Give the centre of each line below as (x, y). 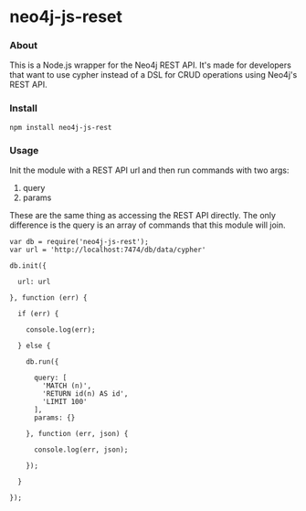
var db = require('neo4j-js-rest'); (79, 242)
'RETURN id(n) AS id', (85, 394)
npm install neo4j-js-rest (61, 127)
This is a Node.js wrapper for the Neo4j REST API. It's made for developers (151, 65)
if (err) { (38, 314)
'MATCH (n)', (67, 386)
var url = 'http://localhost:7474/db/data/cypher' (108, 250)
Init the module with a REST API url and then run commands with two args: (149, 170)
